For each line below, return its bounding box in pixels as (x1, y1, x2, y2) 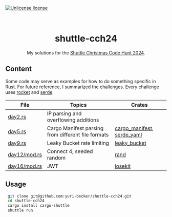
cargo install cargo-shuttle (7, 203, 70, 208)
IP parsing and (47, 110, 82, 117)
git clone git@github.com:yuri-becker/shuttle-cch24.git (7, 193, 132, 199)
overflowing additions (47, 116, 99, 123)
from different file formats (47, 131, 109, 138)
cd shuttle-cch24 (7, 198, 45, 204)
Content (5, 65, 32, 73)
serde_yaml (115, 131, 142, 138)
